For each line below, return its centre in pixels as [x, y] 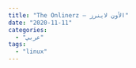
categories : [28, 30]
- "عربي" [30, 37]
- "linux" [31, 52]
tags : [17, 45]
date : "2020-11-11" [40, 23]
